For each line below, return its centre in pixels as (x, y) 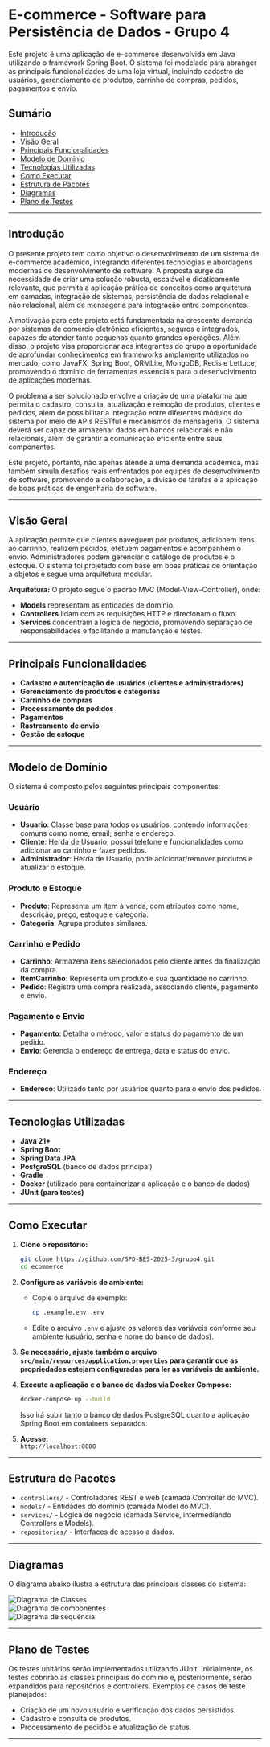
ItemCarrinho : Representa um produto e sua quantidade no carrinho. (134, 978)
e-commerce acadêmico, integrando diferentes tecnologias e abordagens (131, 262)
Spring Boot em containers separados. (84, 1423)
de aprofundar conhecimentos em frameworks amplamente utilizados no (129, 354)
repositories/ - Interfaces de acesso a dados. (97, 1532)
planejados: (27, 1695)
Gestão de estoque (52, 734)
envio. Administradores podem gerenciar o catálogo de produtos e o (122, 557)
